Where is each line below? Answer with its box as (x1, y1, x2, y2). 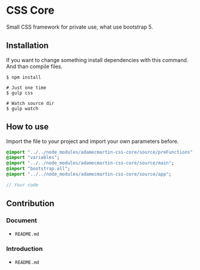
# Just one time (6, 85, 46, 91)
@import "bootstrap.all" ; (6, 166, 70, 172)
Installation (6, 41, 49, 51)
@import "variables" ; (6, 154, 60, 161)
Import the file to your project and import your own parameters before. (6, 138, 179, 145)
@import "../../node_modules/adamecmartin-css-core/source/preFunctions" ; (6, 149, 196, 155)
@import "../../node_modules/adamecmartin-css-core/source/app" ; (6, 171, 171, 178)
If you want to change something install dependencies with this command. (6, 56, 189, 63)
